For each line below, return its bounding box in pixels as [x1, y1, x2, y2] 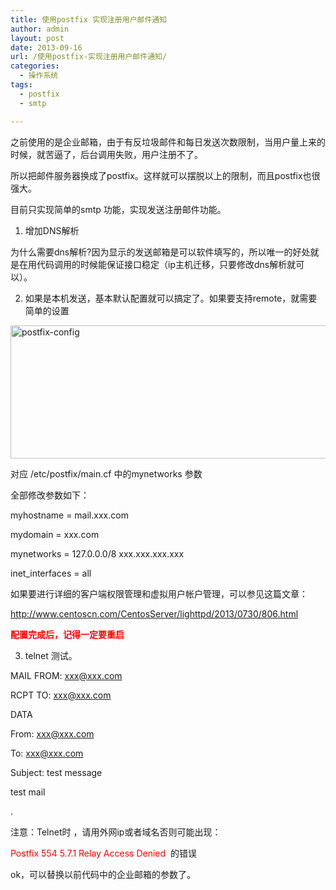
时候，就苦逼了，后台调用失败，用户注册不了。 [10, 148, 203, 160]
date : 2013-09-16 [10, 42, 83, 53]
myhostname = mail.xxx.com [10, 509, 129, 521]
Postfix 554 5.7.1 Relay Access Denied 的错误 [10, 847, 197, 859]
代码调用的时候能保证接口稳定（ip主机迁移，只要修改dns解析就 [36, 258, 297, 270]
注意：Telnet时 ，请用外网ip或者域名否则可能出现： [10, 826, 222, 838]
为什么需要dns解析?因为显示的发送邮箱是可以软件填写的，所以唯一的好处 [10, 246, 311, 258]
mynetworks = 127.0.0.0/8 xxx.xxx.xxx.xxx [10, 547, 185, 560]
